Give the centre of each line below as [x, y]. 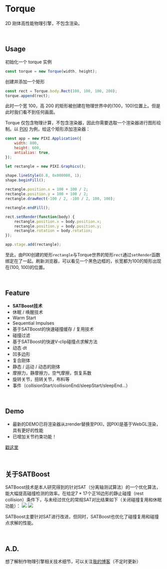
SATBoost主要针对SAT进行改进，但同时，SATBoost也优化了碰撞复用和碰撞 [82, 517]
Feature [17, 293]
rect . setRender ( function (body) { [40, 217]
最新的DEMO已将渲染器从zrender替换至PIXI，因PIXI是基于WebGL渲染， [86, 424]
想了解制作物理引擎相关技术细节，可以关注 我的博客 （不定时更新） [73, 561]
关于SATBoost [27, 474]
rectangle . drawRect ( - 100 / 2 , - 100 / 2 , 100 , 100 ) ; [60, 199]
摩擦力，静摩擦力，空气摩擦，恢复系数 [52, 373]
